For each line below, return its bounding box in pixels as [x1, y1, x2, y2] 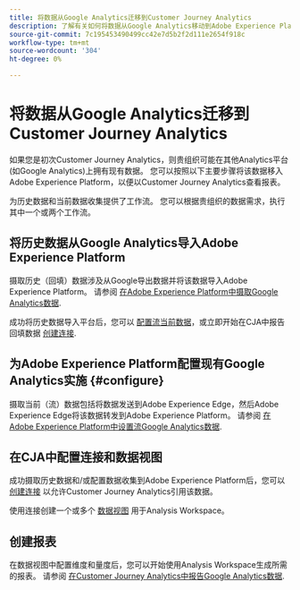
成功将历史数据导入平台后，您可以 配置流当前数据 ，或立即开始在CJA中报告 [9, 316, 286, 327]
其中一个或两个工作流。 [9, 207, 96, 218]
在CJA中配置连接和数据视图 [9, 449, 163, 465]
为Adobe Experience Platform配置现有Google [9, 356, 265, 372]
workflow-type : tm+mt [9, 38, 90, 47]
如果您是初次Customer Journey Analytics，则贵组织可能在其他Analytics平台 [9, 154, 288, 165]
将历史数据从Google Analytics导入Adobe [9, 235, 239, 251]
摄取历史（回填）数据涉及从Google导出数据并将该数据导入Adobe [9, 275, 248, 286]
